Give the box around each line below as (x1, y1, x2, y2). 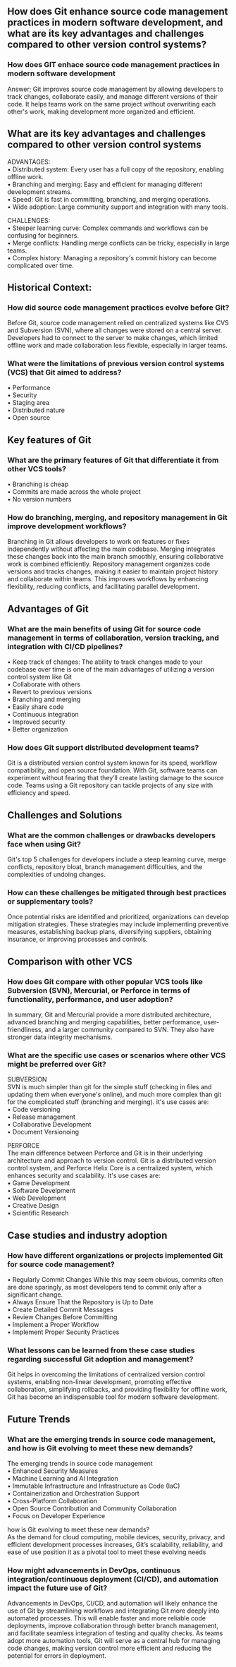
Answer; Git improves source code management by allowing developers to (7, 85, 224, 93)
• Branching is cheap (7, 480, 69, 489)
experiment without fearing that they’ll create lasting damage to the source (7, 774, 224, 782)
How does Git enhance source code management (7, 6, 228, 18)
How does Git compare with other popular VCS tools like (7, 976, 203, 986)
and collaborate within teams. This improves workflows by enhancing (7, 575, 209, 583)
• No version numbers (7, 495, 72, 504)
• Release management (7, 1113, 76, 1121)
